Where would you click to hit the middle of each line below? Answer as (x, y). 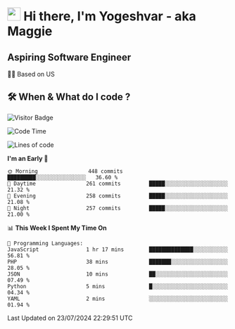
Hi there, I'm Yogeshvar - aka (110, 17)
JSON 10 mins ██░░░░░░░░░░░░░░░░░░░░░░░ (118, 274)
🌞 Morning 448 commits (65, 171)
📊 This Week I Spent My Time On (57, 228)
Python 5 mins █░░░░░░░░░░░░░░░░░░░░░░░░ (118, 286)
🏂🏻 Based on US (31, 74)
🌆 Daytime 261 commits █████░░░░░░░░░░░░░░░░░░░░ (118, 183)
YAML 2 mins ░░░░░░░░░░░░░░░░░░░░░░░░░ (118, 299)
